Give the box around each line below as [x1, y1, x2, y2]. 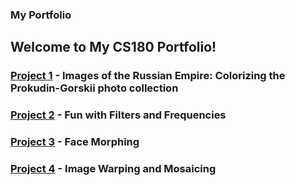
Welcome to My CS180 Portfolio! [10, 39, 217, 56]
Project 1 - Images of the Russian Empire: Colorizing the [10, 69, 286, 83]
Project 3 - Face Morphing [10, 135, 140, 149]
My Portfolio [10, 8, 72, 22]
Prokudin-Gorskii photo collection [10, 81, 179, 95]
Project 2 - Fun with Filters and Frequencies [10, 108, 227, 122]
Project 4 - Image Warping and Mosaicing [10, 162, 217, 175]
